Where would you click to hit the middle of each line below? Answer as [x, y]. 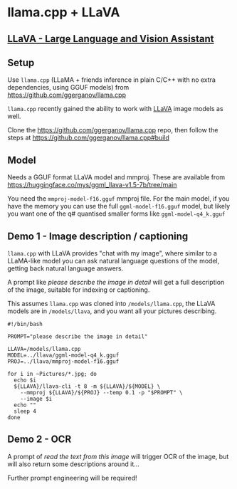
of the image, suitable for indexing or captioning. [79, 290]
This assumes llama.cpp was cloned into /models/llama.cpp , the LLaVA [111, 304]
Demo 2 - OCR [39, 440]
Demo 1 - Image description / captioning [98, 236]
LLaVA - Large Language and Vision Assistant [111, 39]
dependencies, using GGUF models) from [68, 88]
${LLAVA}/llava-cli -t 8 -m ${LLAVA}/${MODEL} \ [87, 387]
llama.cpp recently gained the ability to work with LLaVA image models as [115, 109]
